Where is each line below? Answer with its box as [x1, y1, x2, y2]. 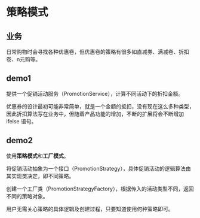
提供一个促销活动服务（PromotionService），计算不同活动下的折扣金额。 [6, 90, 184, 97]
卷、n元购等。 [6, 56, 41, 63]
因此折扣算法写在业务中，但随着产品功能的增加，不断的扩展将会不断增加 [6, 110, 184, 117]
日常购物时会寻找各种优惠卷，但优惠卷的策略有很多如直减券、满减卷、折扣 [6, 49, 189, 55]
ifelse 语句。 [6, 117, 37, 125]
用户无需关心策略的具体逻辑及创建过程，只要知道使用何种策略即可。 [6, 205, 174, 213]
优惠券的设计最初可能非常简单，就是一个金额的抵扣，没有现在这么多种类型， [6, 102, 195, 110]
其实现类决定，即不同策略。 [6, 172, 75, 180]
